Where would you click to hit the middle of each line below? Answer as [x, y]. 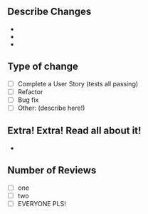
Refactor [30, 91]
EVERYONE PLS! [42, 203]
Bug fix [28, 100]
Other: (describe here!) [51, 108]
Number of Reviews [52, 170]
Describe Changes [49, 12]
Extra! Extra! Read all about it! [74, 131]
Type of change [43, 67]
